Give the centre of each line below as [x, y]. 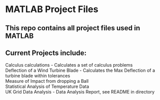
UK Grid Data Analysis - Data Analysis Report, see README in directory [80, 92]
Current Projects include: [46, 53]
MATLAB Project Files [52, 9]
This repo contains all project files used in [73, 28]
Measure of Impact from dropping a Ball [47, 81]
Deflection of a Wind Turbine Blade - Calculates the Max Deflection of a [80, 70]
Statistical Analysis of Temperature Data [47, 86]
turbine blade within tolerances [38, 76]
